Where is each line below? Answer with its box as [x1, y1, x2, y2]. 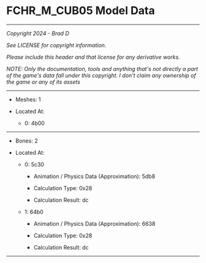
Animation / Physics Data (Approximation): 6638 [33, 220, 156, 227]
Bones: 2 [15, 137, 38, 144]
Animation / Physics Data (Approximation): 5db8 [33, 172, 155, 180]
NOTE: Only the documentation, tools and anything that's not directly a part [6, 65, 198, 72]
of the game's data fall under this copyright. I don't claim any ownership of [6, 72, 196, 79]
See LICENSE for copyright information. [6, 41, 107, 49]
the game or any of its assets [6, 78, 81, 86]
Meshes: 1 [15, 95, 41, 103]
